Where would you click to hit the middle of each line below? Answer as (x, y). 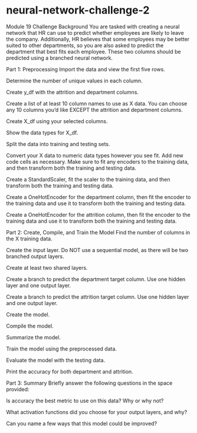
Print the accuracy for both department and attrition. (70, 371)
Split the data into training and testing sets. (58, 144)
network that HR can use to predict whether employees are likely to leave (95, 32)
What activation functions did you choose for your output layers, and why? (97, 412)
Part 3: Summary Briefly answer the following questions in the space (89, 383)
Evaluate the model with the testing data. (56, 360)
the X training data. (29, 239)
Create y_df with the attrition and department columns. (73, 92)
